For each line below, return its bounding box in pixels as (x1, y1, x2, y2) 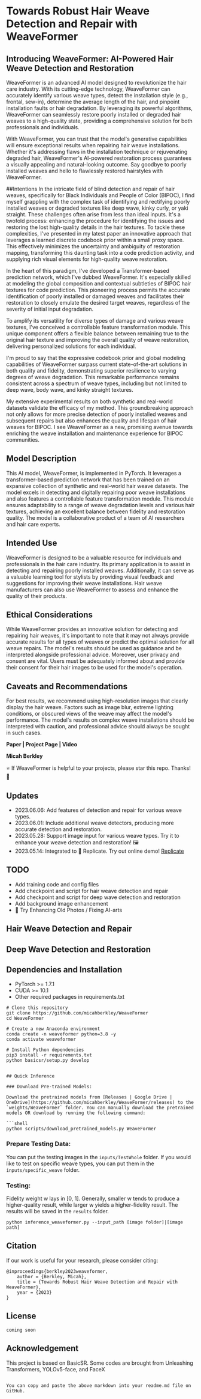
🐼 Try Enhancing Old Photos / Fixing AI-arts (14, 906, 123, 913)
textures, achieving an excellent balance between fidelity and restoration (6, 508, 185, 515)
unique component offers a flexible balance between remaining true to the (6, 330, 190, 337)
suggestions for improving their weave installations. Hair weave (6, 579, 163, 587)
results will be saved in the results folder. (6, 1208, 109, 1215)
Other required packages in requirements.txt (14, 993, 124, 1001)
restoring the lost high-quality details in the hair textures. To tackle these (6, 224, 185, 231)
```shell (6, 1121, 28, 1127)
